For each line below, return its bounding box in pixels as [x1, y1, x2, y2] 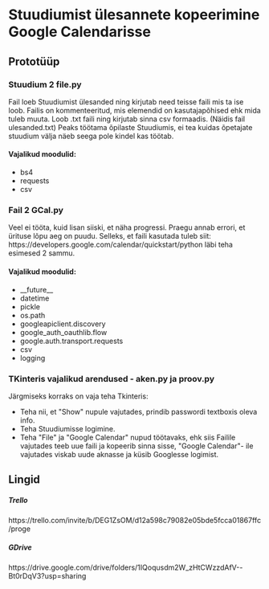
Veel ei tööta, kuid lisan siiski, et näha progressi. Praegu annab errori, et [8, 223, 246, 232]
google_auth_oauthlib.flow [19, 327, 108, 337]
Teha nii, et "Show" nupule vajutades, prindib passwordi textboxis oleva [19, 407, 258, 416]
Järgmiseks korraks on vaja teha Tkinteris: [8, 391, 149, 401]
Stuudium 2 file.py [8, 79, 82, 90]
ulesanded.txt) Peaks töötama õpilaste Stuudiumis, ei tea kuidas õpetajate [8, 122, 253, 132]
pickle [19, 301, 40, 311]
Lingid [8, 472, 40, 487]
